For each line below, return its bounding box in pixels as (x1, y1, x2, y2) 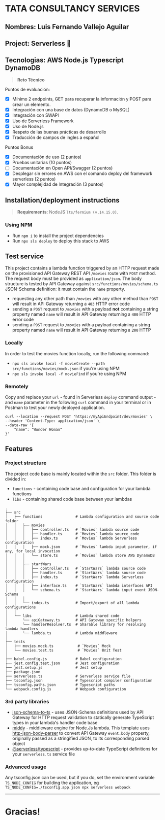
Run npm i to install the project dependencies (12, 233, 104, 239)
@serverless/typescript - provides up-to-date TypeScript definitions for (12, 746, 158, 752)
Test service (5, 252, 44, 261)
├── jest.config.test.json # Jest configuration (5, 661, 120, 666)
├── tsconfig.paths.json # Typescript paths (5, 682, 115, 687)
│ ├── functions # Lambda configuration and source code (5, 514, 160, 519)
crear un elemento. (12, 102, 51, 107)
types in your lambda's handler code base (12, 720, 98, 726)
